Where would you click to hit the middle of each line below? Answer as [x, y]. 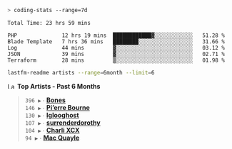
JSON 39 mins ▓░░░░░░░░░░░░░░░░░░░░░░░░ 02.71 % [116, 54]
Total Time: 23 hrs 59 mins [49, 23]
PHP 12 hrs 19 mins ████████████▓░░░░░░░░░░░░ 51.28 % [116, 35]
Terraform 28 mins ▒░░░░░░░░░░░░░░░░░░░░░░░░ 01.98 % [116, 60]
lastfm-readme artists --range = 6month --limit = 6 [81, 72]
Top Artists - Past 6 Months [59, 86]
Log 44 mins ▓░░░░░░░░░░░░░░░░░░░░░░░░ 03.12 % [116, 48]
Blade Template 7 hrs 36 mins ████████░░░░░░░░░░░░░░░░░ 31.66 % [116, 42]
